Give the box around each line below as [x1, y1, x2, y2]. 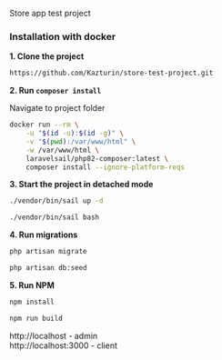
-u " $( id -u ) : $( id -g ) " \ [25, 129, 125, 138]
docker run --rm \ [9, 120, 79, 130]
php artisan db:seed [9, 264, 88, 273]
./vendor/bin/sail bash [9, 213, 100, 222]
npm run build [9, 314, 64, 323]
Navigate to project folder [9, 103, 106, 114]
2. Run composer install [9, 85, 102, 96]
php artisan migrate [9, 247, 88, 256]
